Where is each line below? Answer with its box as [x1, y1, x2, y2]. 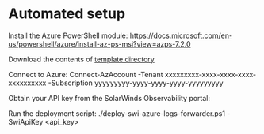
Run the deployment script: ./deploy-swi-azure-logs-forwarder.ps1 [8, 108, 226, 118]
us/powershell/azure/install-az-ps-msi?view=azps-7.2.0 [8, 39, 192, 48]
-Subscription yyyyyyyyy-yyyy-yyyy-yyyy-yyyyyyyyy [48, 78, 224, 87]
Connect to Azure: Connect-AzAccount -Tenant [8, 69, 164, 79]
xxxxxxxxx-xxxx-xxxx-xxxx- [164, 69, 257, 79]
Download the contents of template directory [8, 54, 155, 64]
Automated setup [8, 5, 125, 23]
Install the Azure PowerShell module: [8, 31, 128, 40]
